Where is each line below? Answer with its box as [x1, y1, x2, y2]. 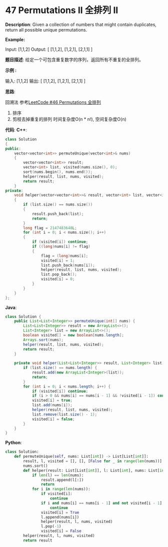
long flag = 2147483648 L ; [23, 225, 77, 231]
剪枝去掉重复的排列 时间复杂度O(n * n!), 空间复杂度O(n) [12, 116, 126, 122]
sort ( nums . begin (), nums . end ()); [23, 169, 93, 174]
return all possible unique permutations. [5, 27, 87, 33]
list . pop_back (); [40, 272, 77, 277]
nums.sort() [23, 463, 48, 468]
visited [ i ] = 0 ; [40, 277, 75, 282]
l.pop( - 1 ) [40, 524, 61, 529]
